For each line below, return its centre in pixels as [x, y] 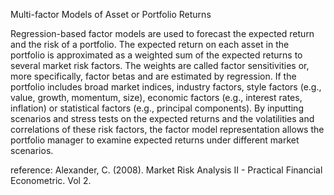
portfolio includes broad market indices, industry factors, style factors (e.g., [166, 87]
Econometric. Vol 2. [51, 180]
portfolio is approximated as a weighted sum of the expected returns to [156, 55]
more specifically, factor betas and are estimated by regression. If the [153, 76]
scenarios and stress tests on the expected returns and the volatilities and [162, 118]
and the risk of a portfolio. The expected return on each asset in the [150, 44]
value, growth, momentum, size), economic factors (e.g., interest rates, [156, 97]
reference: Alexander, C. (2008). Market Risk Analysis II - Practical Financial [166, 170]
